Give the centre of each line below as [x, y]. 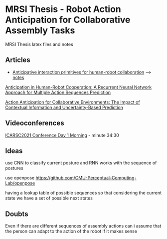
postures [14, 168]
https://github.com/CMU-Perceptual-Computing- [86, 178]
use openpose [20, 178]
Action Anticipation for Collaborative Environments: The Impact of [73, 102]
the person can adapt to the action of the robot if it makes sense [71, 231]
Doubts [17, 214]
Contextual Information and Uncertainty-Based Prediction [64, 107]
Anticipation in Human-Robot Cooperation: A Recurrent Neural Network [79, 87]
